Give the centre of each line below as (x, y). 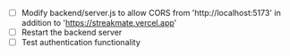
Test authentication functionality (81, 43)
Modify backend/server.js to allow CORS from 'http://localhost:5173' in (151, 13)
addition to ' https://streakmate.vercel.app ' (99, 23)
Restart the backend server (72, 32)
